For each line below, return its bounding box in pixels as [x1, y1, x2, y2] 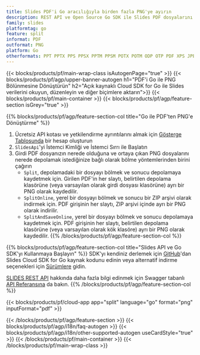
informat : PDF [6, 36, 42, 42]
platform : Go [6, 48, 39, 54]
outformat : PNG [6, 42, 44, 48]
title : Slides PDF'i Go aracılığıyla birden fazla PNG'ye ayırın [6, 8, 171, 15]
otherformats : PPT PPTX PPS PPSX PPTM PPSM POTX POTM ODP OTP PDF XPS [6, 53, 185, 59]
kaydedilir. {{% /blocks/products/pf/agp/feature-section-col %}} [23, 232, 182, 239]
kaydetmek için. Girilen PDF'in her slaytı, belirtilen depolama [23, 175, 171, 182]
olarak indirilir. [23, 206, 58, 214]
